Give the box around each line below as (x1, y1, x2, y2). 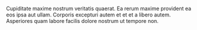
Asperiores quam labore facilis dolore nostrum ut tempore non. (6, 18, 159, 24)
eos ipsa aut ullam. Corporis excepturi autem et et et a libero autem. (6, 11, 171, 18)
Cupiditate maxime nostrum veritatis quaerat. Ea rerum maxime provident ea (6, 5, 192, 12)
